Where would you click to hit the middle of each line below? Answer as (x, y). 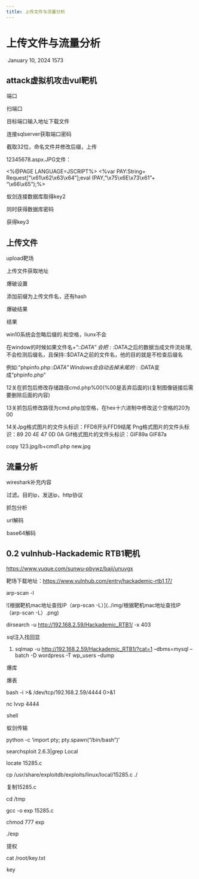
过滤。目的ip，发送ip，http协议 (45, 495)
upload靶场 (20, 258)
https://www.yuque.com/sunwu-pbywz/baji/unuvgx (70, 568)
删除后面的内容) (31, 395)
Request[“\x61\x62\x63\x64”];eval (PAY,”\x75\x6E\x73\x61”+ (81, 178)
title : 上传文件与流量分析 (36, 12)
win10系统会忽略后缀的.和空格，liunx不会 (56, 334)
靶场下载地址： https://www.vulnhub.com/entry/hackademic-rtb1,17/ (89, 580)
